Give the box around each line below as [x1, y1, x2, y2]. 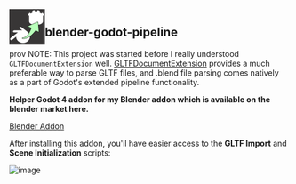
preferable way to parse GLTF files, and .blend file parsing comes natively [9, 67, 280, 78]
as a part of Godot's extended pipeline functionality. [9, 76, 200, 87]
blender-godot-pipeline [44, 25, 178, 40]
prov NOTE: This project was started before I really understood [9, 48, 240, 59]
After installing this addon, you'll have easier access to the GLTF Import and [9, 138, 287, 148]
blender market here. [9, 103, 89, 114]
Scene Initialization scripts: [9, 147, 111, 158]
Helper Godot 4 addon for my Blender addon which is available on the [9, 93, 271, 105]
